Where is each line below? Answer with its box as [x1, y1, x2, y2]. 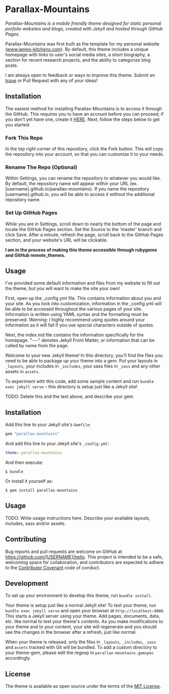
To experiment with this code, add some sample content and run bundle [5, 378, 154, 385]
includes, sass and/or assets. [5, 520, 66, 526]
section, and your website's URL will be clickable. [5, 237, 108, 243]
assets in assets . [5, 368, 40, 375]
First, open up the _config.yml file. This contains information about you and [5, 295, 161, 301]
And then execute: [5, 459, 43, 466]
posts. [5, 62, 19, 68]
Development [5, 579, 49, 588]
